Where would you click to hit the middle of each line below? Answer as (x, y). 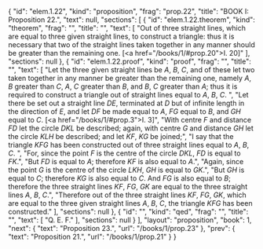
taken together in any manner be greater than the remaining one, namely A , (130, 78)
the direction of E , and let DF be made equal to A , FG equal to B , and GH (125, 112)
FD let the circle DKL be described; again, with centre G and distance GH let (131, 128)
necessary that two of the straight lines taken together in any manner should (131, 45)
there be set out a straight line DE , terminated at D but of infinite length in (126, 103)
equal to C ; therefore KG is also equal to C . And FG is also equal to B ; (120, 178)
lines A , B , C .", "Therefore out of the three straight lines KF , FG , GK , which (128, 195)
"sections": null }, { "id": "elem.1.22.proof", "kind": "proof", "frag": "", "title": (130, 61)
